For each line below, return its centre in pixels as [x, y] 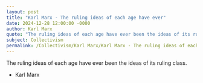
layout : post [23, 12]
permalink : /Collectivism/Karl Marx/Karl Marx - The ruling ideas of [96, 46]
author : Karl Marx [29, 29]
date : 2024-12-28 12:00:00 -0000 [48, 23]
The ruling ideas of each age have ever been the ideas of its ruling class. [97, 63]
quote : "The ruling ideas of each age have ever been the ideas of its [98, 35]
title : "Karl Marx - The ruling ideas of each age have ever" [86, 18]
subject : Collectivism [35, 40]
